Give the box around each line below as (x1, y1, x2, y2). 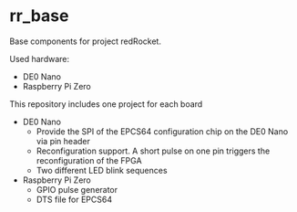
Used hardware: (9, 53, 70, 64)
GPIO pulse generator (36, 184, 118, 195)
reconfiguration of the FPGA (36, 154, 143, 165)
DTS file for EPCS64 (36, 194, 112, 205)
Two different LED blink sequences (36, 164, 168, 175)
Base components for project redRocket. (9, 36, 162, 47)
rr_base (9, 5, 69, 26)
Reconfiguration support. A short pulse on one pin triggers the (36, 145, 271, 156)
